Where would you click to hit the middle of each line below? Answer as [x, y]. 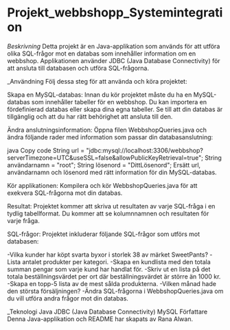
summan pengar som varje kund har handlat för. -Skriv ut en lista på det [109, 269]
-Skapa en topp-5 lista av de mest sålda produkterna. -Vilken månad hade [112, 283]
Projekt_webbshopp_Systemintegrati [115, 13]
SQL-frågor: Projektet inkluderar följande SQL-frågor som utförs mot [104, 234]
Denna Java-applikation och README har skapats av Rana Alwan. [100, 319]
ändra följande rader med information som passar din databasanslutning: [110, 137]
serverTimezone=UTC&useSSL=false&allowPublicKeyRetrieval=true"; [105, 157]
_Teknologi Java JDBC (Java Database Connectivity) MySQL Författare [107, 311]
